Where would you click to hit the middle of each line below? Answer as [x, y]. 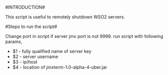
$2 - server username [35, 56]
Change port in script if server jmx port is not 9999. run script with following [84, 36]
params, [14, 41]
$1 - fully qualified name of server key [52, 51]
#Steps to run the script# [31, 26]
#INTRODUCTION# [25, 7]
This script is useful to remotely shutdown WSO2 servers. [65, 17]
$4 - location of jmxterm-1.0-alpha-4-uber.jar [60, 67]
